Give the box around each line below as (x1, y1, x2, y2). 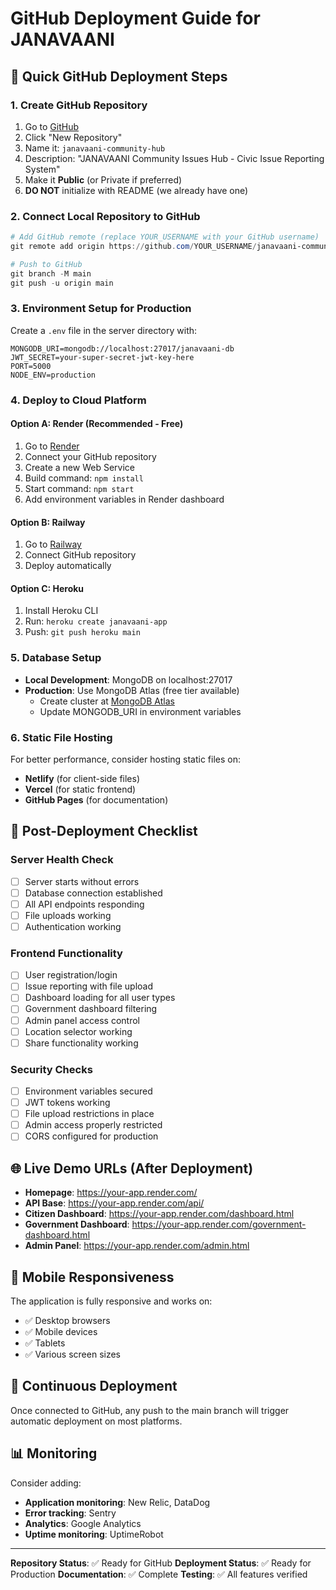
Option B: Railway (10, 516, 86, 528)
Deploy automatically (24, 560, 112, 572)
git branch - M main (10, 268, 92, 279)
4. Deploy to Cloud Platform (10, 393, 147, 407)
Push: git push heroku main (24, 626, 141, 638)
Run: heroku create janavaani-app (24, 615, 168, 627)
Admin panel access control (24, 1014, 141, 1026)
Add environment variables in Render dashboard (24, 493, 225, 505)
